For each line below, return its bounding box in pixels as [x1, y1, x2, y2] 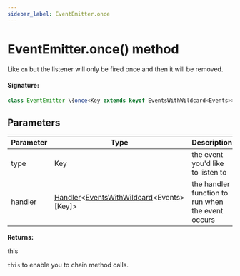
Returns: [7, 233, 34, 242]
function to [191, 188, 229, 198]
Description [191, 138, 233, 148]
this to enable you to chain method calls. [7, 261, 129, 270]
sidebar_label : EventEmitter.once [7, 10, 111, 18]
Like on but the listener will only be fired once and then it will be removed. [7, 65, 224, 73]
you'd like [191, 158, 224, 168]
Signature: [7, 81, 39, 90]
